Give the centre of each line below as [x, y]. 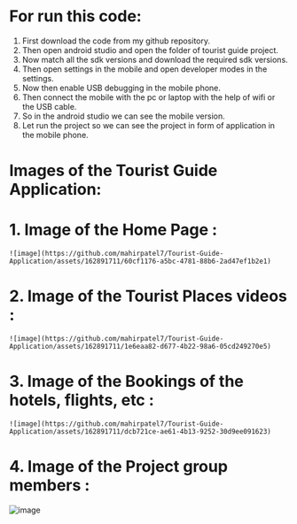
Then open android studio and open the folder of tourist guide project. [150, 50]
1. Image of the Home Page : [113, 230]
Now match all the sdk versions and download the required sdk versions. [155, 59]
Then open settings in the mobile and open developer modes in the [145, 69]
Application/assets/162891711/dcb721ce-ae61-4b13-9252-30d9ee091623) [141, 431]
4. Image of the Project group [119, 467]
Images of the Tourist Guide [113, 171]
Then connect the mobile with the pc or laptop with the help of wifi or [148, 97]
